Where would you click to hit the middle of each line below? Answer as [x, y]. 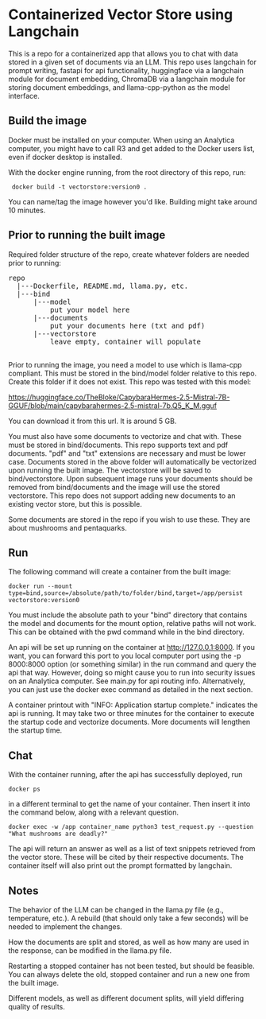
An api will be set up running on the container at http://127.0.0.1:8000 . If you [132, 648]
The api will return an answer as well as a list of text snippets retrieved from [132, 849]
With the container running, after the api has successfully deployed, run [125, 775]
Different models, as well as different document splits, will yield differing [126, 998]
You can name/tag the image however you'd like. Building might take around [133, 201]
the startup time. [35, 730]
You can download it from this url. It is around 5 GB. [93, 421]
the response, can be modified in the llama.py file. [90, 951]
